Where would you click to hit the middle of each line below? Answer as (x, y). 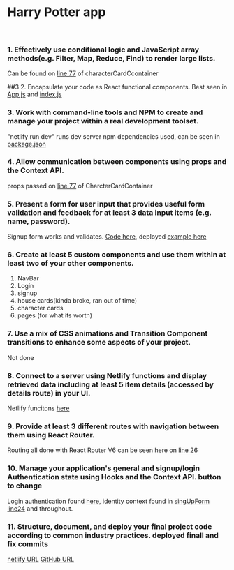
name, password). (39, 221)
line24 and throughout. (40, 508)
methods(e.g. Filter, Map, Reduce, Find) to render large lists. (111, 58)
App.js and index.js (35, 94)
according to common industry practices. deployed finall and (113, 535)
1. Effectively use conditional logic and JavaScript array (103, 50)
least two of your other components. (71, 264)
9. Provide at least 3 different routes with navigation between (113, 426)
